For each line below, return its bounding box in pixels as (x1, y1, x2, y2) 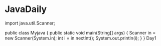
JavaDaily (5, 3, 47, 15)
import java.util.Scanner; (5, 20, 56, 26)
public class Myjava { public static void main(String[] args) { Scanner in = (5, 29, 156, 35)
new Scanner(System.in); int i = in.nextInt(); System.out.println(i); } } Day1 (5, 35, 156, 41)
